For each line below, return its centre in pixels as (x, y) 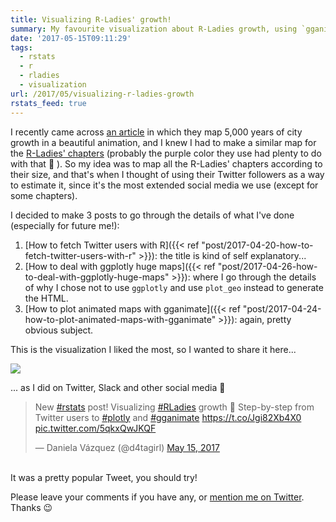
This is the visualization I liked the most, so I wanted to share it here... (153, 349)
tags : (21, 47)
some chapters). (44, 195)
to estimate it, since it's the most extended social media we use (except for (164, 185)
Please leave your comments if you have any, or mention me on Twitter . (157, 497)
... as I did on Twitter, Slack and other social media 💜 (118, 387)
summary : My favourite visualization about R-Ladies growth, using (154, 29)
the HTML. (46, 298)
